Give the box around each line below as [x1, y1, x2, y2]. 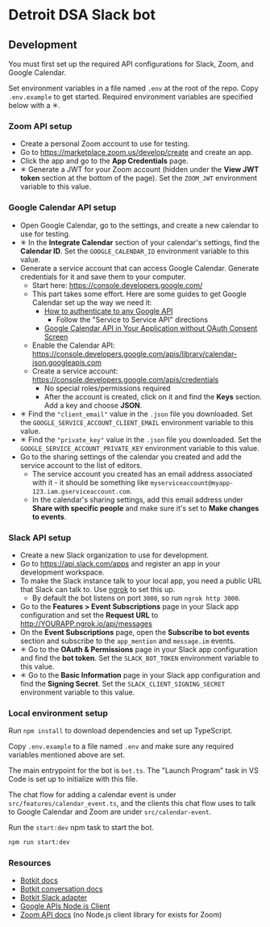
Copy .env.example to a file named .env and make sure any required [8, 741, 234, 751]
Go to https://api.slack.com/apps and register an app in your [19, 558, 221, 568]
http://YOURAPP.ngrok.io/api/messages [19, 619, 153, 628]
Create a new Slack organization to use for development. [19, 550, 210, 560]
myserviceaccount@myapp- [150, 478, 234, 487]
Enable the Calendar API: [31, 340, 115, 350]
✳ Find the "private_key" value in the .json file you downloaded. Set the [19, 434, 262, 445]
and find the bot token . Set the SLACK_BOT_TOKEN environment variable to [19, 653, 260, 662]
